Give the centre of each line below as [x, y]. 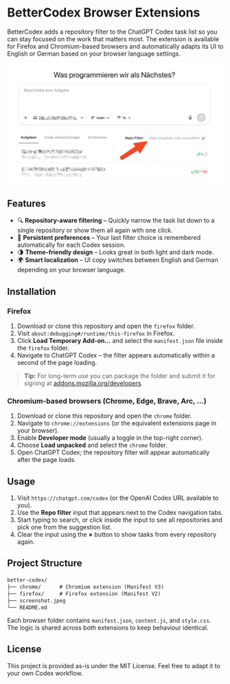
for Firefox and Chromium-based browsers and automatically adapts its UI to [115, 46]
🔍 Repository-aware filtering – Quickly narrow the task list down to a [116, 221]
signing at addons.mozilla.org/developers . [83, 383]
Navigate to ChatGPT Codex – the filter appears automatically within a [116, 355]
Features [26, 203]
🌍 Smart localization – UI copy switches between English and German [117, 260]
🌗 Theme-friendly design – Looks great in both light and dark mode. [115, 252]
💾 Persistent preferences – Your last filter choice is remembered [109, 238]
